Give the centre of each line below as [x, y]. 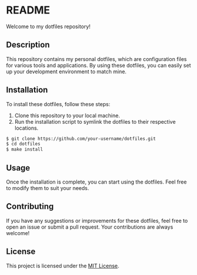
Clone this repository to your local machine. [67, 116]
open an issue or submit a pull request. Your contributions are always [90, 227]
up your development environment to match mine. [67, 72]
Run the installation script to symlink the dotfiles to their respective [95, 121]
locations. [26, 128]
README [28, 10]
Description [28, 45]
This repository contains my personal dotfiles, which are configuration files [96, 59]
